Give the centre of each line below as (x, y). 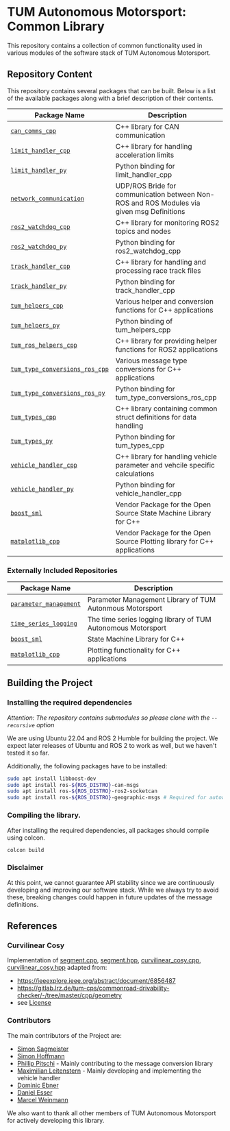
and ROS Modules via (166, 203)
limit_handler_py (39, 170)
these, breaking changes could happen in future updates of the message (110, 897)
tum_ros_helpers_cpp (44, 345)
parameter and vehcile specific (165, 465)
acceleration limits (145, 155)
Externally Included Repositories (62, 570)
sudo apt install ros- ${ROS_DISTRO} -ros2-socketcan (82, 791)
